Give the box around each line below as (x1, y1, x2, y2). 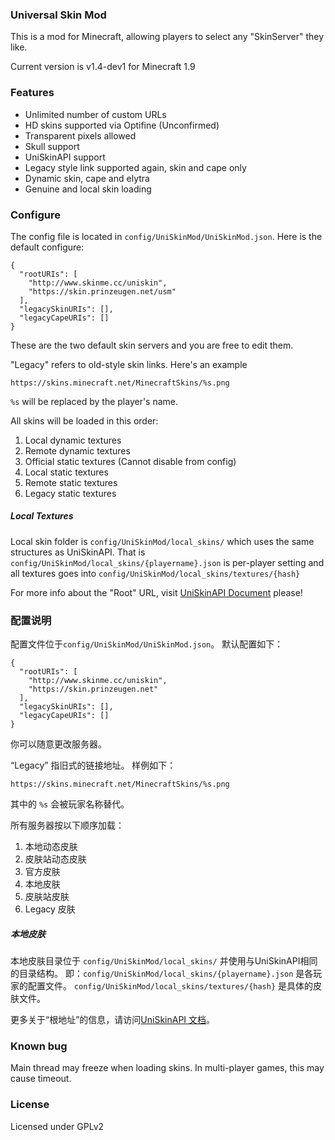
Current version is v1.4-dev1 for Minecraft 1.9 (10, 61, 196, 73)
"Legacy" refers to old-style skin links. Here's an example (10, 358, 248, 370)
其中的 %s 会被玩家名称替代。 (10, 798, 130, 810)
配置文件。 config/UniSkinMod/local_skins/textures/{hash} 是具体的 (27, 980, 314, 992)
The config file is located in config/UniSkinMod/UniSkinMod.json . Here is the (10, 230, 323, 242)
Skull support (24, 140, 80, 152)
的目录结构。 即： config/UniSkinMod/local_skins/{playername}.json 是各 (10, 968, 314, 980)
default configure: (10, 241, 85, 253)
